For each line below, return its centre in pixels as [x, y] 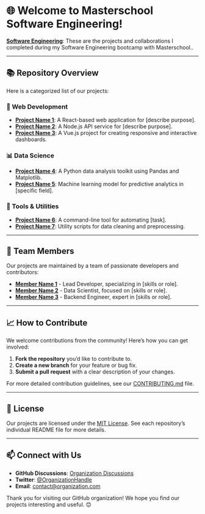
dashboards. [31, 139]
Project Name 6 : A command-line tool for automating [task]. [91, 220]
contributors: [23, 272]
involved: [18, 347]
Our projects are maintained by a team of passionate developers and [92, 266]
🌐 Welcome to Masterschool [80, 11]
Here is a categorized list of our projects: [58, 91]
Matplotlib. [29, 178]
